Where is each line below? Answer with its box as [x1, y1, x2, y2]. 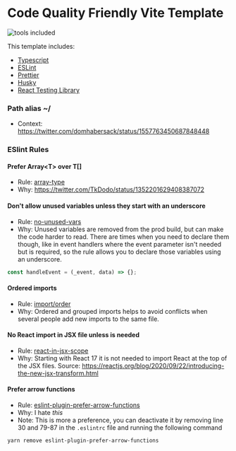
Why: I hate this [17, 409, 63, 417]
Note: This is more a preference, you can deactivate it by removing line [17, 416, 224, 425]
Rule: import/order [17, 299, 71, 308]
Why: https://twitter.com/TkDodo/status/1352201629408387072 [17, 185, 205, 194]
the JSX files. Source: [17, 361, 81, 370]
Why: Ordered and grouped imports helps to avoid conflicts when [17, 307, 208, 315]
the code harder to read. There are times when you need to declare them [17, 232, 230, 241]
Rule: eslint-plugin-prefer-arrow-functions [17, 401, 140, 409]
